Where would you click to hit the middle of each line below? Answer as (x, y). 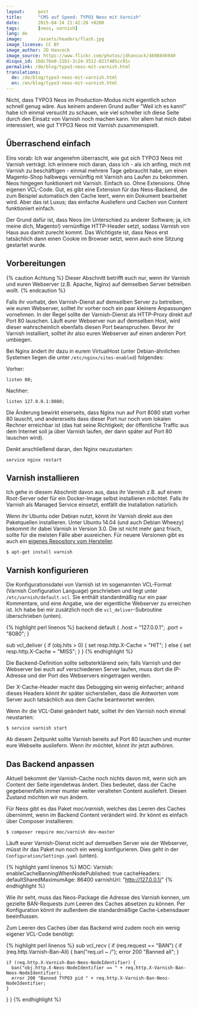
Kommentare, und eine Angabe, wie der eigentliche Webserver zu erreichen (98, 604)
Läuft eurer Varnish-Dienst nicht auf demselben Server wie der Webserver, (97, 843)
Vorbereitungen (36, 264)
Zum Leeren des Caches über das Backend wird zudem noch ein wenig (93, 928)
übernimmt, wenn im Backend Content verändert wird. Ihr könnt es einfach (97, 815)
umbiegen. (19, 339)
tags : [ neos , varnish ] (42, 28)
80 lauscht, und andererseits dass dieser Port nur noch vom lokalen (89, 418)
